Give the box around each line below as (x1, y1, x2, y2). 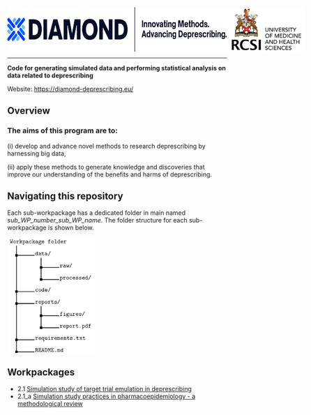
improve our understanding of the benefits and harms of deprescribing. (7, 170, 213, 179)
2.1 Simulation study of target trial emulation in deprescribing (17, 385, 192, 393)
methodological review (17, 400, 84, 408)
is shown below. (47, 223, 94, 232)
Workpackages (7, 366, 75, 378)
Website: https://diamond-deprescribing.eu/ (7, 84, 134, 93)
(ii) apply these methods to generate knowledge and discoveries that (7, 163, 205, 171)
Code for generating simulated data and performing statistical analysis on (7, 63, 227, 72)
